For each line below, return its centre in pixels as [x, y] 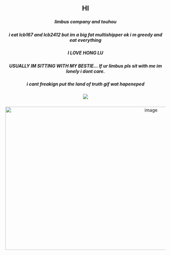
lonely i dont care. [85, 71]
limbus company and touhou [85, 22]
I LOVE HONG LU [85, 53]
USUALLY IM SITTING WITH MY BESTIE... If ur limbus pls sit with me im [85, 66]
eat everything [85, 40]
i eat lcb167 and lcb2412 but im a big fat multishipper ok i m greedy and [85, 35]
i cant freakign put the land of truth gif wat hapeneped [85, 84]
